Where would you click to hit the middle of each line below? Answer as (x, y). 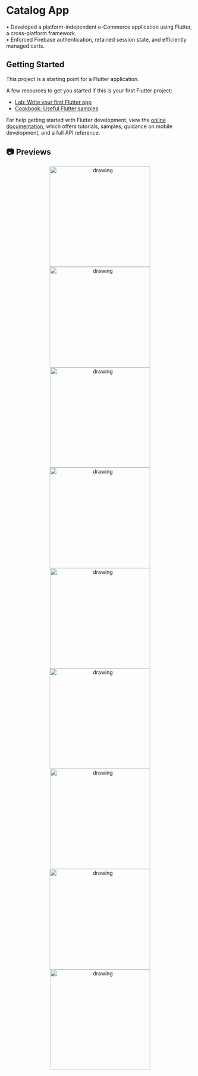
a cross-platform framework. (41, 33)
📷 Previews (29, 152)
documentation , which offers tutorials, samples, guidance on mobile (89, 126)
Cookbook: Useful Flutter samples (56, 108)
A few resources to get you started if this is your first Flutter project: (89, 91)
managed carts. (25, 46)
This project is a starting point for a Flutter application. (73, 79)
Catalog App (38, 10)
